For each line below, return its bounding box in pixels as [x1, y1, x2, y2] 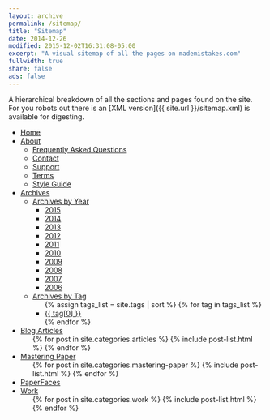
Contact [32, 153, 59, 163]
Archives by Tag [32, 291, 87, 301]
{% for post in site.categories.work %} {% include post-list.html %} [32, 394, 257, 404]
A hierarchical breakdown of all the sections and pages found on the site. [8, 94, 253, 104]
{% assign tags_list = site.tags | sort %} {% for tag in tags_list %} [44, 299, 262, 309]
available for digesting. [8, 111, 85, 122]
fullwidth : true [8, 58, 63, 66]
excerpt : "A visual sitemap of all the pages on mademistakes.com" [8, 49, 242, 58]
